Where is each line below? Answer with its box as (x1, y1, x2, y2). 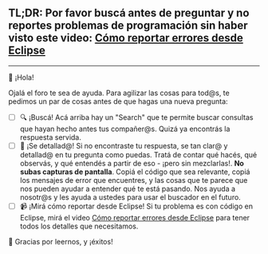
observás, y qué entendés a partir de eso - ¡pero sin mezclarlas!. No (19, 158, 245, 168)
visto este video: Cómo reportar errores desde (8, 31, 243, 45)
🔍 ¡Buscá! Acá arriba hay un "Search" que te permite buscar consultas (19, 112, 254, 122)
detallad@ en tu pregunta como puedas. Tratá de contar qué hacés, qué (19, 149, 258, 159)
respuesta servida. (19, 132, 82, 142)
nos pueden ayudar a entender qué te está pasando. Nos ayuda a (19, 184, 236, 193)
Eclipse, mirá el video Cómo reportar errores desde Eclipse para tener (19, 212, 250, 222)
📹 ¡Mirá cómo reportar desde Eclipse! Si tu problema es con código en (19, 201, 254, 211)
